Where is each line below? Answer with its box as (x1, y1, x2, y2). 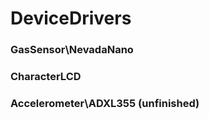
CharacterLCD (10, 70, 82, 84)
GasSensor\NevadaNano (10, 43, 134, 57)
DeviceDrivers (10, 7, 132, 30)
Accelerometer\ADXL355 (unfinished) (10, 96, 200, 110)
